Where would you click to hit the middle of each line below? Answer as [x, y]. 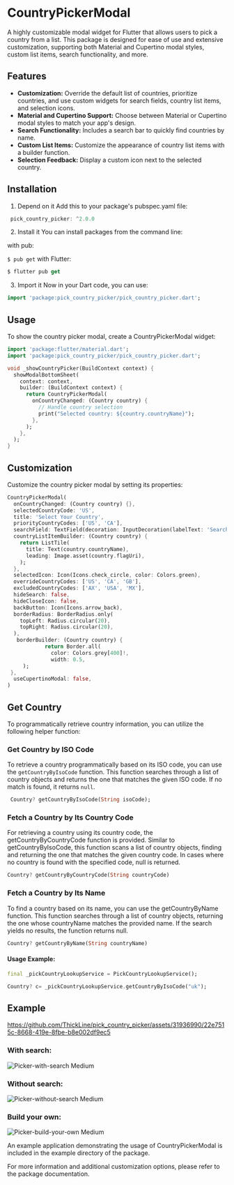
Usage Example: [31, 959]
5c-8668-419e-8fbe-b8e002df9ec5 [59, 1032]
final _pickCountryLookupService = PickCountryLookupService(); [102, 974]
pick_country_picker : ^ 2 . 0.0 [53, 219]
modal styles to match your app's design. [77, 123]
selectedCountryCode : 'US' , [54, 511]
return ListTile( [45, 543]
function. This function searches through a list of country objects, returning [115, 916]
